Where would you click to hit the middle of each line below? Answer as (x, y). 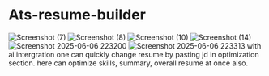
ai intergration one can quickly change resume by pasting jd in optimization (134, 54)
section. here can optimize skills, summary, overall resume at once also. (128, 63)
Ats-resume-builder (77, 15)
